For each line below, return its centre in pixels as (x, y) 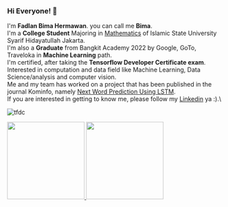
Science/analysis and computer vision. (62, 77)
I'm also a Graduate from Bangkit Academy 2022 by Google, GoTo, (102, 48)
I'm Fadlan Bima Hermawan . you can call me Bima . (80, 26)
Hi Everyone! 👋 (32, 11)
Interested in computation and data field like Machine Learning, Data (104, 70)
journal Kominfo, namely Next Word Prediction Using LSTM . (92, 91)
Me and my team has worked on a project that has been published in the (110, 85)
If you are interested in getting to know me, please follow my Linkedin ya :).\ (114, 99)
